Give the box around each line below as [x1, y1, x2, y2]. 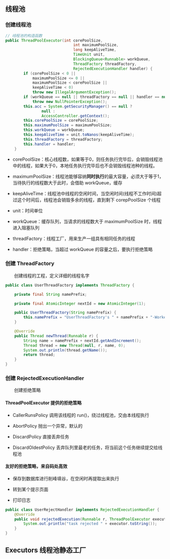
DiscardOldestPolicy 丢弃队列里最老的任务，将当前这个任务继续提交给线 [12, 444, 163, 450]
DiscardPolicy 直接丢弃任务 [12, 433, 69, 440]
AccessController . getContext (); [41, 113, 110, 118]
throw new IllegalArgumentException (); [32, 90, 116, 95]
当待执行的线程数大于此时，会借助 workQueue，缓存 [12, 180, 123, 186]
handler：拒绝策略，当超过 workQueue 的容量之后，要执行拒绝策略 [12, 246, 153, 252]
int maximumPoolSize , [73, 43, 119, 48]
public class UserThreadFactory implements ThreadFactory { [5, 283, 135, 288]
